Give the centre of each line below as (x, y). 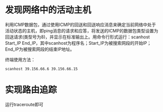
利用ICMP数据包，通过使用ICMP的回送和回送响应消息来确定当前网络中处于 (81, 25)
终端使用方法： (20, 59)
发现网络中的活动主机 (48, 10)
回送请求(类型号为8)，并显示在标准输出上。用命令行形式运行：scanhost (78, 37)
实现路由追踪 (31, 90)
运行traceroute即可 (24, 104)
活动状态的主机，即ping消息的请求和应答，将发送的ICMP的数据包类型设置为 (82, 30)
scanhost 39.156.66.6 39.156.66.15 (41, 69)
